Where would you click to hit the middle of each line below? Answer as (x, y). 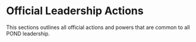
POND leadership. (28, 33)
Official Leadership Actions (75, 11)
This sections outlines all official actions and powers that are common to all (98, 27)
